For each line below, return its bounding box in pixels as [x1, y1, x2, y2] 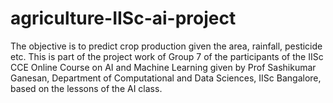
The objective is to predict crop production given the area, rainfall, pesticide [10, 40, 323, 52]
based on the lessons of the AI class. [10, 82, 163, 94]
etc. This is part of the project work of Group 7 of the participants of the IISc [10, 50, 324, 62]
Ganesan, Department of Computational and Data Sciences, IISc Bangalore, [10, 72, 322, 84]
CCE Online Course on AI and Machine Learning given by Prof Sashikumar [10, 61, 317, 73]
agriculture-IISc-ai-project [10, 7, 237, 30]
